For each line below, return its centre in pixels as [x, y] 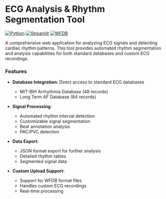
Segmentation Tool [45, 20]
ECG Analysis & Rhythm [55, 9]
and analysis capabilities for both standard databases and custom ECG [77, 53]
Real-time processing [41, 191]
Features [16, 71]
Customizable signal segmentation [55, 121]
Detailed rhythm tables [43, 156]
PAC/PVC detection [39, 132]
